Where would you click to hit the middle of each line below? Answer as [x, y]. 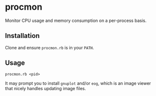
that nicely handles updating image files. [45, 88]
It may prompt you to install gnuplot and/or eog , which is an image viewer [78, 83]
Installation [22, 36]
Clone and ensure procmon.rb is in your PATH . [50, 47]
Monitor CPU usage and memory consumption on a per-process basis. [76, 20]
